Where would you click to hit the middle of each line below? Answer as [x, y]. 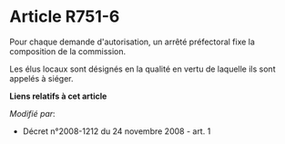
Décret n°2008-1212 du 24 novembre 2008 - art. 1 [117, 131]
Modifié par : [33, 113]
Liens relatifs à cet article [58, 96]
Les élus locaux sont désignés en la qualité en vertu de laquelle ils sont [142, 69]
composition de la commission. [68, 51]
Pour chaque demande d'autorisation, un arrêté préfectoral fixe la [132, 42]
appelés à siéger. [41, 78]
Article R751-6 [65, 17]
